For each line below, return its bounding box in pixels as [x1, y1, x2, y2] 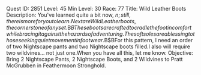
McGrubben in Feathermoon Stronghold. [6, 62, 106, 69]
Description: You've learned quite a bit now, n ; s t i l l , [6, 11, 131, 18]
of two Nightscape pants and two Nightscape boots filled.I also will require [6, 43, 191, 50]
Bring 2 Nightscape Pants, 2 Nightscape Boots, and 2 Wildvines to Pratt [6, 56, 183, 62]
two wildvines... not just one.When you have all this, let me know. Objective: [6, 49, 193, 56]
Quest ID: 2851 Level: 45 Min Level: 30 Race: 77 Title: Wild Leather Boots [6, 5, 187, 12]
